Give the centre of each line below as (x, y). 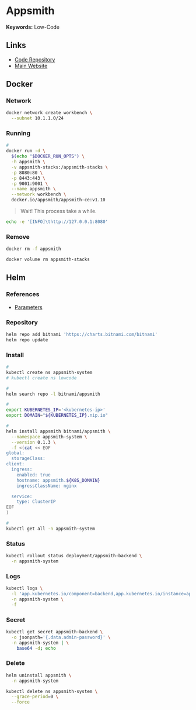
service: (22, 496)
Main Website (31, 66)
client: (15, 464)
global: (15, 453)
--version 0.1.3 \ (34, 442)
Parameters (28, 307)
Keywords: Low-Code (33, 27)
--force (21, 702)
